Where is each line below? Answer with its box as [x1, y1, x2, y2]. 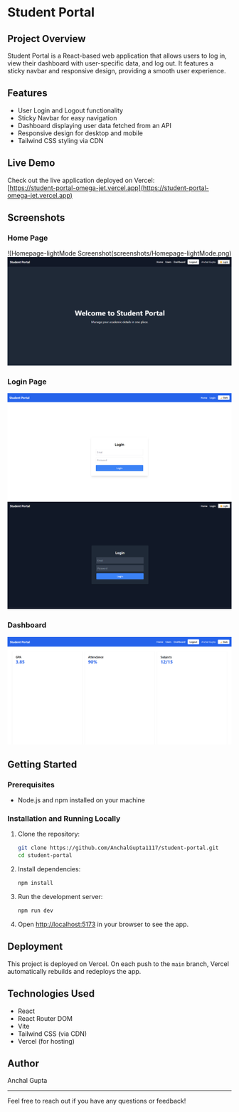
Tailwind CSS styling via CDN [17, 136, 104, 145]
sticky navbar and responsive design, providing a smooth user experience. [7, 67, 226, 75]
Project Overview [7, 33, 86, 45]
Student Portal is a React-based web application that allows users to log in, [7, 51, 228, 60]
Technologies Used [7, 987, 95, 1000]
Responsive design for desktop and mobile [17, 129, 144, 137]
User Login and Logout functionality [17, 106, 123, 115]
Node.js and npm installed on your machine [17, 796, 146, 804]
